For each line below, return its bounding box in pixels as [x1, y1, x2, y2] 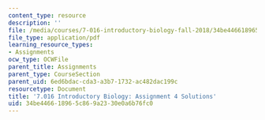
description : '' [8, 19, 62, 27]
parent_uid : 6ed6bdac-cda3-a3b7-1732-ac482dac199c [8, 77, 178, 85]
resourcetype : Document [8, 84, 87, 93]
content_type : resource [8, 11, 87, 20]
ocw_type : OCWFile [8, 56, 69, 64]
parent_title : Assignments [8, 63, 97, 71]
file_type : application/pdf [8, 33, 101, 42]
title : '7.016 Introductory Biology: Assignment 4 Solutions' [8, 92, 217, 100]
